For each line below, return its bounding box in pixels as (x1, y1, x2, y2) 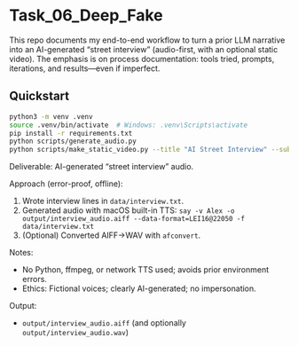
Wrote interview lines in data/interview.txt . (21, 196, 184, 207)
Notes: (9, 248, 34, 258)
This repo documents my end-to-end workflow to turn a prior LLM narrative (9, 35, 286, 45)
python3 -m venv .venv (9, 112, 93, 121)
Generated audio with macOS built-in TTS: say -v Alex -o (21, 205, 235, 216)
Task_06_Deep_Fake (9, 5, 163, 26)
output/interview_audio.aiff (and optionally (21, 318, 186, 328)
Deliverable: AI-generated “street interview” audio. (9, 161, 194, 172)
